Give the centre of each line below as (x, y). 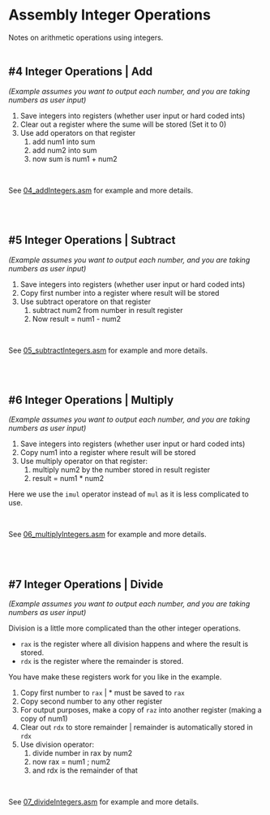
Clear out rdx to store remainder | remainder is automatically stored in (137, 727)
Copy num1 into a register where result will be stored (108, 453)
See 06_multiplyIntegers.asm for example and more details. (107, 535)
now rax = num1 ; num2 (71, 762)
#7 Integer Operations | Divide (86, 584)
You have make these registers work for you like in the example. (115, 677)
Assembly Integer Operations (109, 15)
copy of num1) (44, 719)
